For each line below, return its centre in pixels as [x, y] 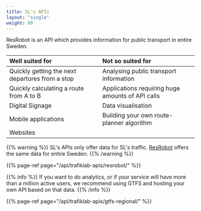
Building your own [127, 116]
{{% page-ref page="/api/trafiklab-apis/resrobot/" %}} [74, 165]
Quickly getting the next [43, 71]
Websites [22, 132]
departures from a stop [42, 79]
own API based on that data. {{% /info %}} [58, 190]
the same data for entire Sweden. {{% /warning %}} [70, 154]
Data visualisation [127, 106]
